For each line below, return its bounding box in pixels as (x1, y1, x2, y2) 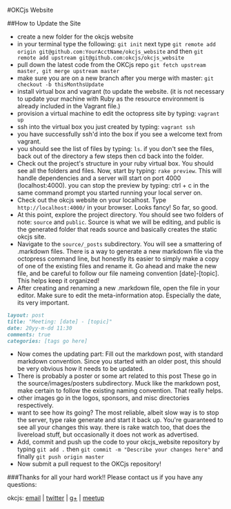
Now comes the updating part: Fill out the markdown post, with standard (17, 350, 223, 358)
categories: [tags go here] (7, 337, 88, 344)
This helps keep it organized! (17, 277, 100, 285)
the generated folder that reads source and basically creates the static (17, 226, 217, 233)
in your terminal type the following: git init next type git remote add (17, 40, 216, 48)
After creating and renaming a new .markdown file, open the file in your (17, 284, 220, 292)
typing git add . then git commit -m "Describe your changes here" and (17, 445, 223, 454)
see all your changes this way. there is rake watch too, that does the (17, 423, 211, 432)
